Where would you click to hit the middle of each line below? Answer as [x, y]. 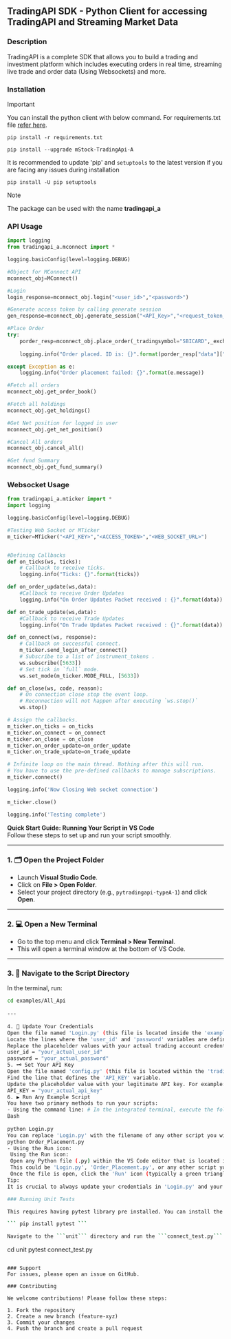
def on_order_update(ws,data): [52, 587]
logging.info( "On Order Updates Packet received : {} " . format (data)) [121, 600]
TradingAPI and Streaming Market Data [93, 22]
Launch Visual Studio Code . [57, 877]
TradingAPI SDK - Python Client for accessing [107, 11]
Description [27, 42]
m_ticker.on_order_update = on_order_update [69, 746]
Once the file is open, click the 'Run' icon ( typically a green [106, 1174]
